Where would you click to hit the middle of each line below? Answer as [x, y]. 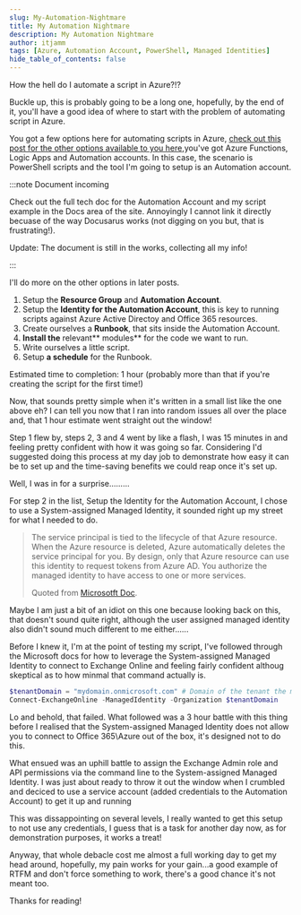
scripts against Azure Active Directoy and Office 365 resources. [140, 319]
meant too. [29, 883]
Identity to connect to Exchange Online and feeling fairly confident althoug [147, 665]
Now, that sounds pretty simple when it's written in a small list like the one [146, 401]
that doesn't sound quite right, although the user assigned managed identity [150, 620]
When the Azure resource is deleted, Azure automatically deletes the [158, 547]
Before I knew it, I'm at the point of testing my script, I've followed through [146, 647]
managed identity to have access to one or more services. [138, 575]
